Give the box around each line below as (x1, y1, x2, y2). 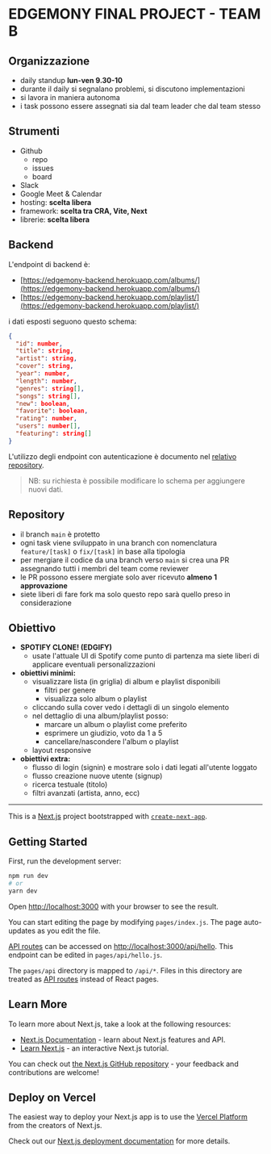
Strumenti (8, 124, 60, 138)
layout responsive (31, 746, 91, 755)
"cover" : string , (15, 362, 74, 370)
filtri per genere (44, 685, 97, 695)
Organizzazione (8, 54, 90, 68)
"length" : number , (15, 377, 78, 385)
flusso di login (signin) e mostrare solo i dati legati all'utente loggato (31, 763, 258, 772)
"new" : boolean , (15, 399, 70, 408)
